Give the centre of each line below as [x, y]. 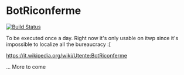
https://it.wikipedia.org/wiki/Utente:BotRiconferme [67, 55]
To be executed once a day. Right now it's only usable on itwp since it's [92, 38]
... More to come [26, 67]
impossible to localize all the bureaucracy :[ [59, 44]
